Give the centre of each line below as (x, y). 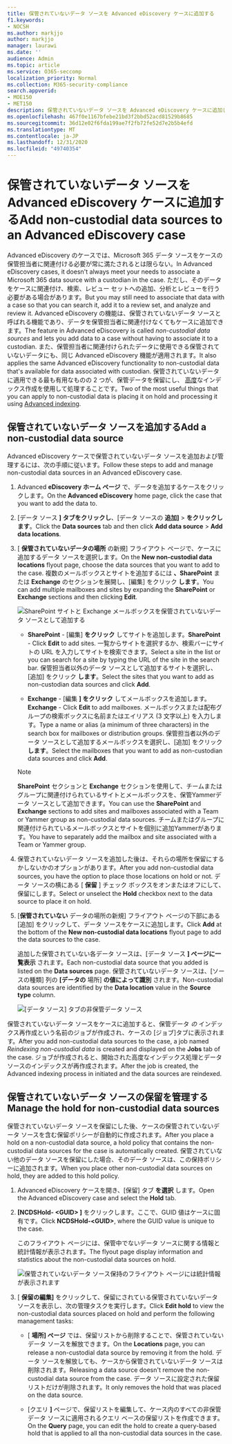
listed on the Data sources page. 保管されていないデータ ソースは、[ (115, 971)
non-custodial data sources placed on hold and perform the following (116, 1313)
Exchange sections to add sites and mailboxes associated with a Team (118, 811)
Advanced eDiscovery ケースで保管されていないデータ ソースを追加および (113, 456)
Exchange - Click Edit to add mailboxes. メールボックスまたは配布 (122, 707)
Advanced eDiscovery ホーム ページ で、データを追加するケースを (112, 486)
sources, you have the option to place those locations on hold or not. (115, 876)
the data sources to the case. (59, 939)
